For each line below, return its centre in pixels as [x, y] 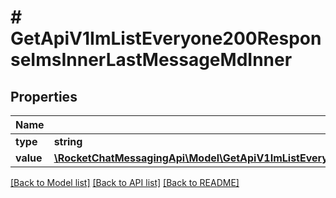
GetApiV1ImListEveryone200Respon [166, 38]
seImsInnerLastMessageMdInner [151, 60]
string [68, 141]
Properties [44, 96]
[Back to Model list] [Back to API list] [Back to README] [125, 182]
